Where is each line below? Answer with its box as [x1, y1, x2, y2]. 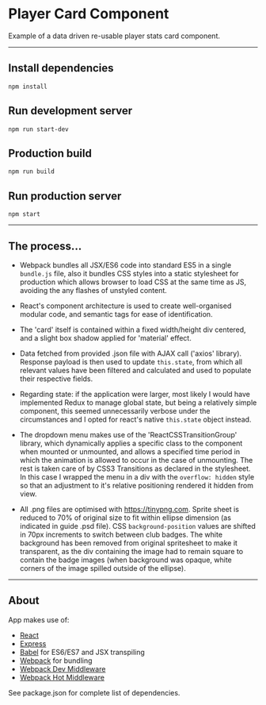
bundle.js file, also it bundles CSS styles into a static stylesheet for [19, 269, 239, 278]
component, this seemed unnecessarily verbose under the [19, 406, 211, 415]
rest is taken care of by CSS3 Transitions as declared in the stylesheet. [19, 464, 251, 473]
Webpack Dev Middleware [19, 664, 106, 673]
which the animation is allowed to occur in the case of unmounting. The [19, 456, 253, 464]
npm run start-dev [8, 125, 69, 133]
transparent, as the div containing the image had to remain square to [19, 547, 244, 556]
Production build [8, 146, 93, 160]
